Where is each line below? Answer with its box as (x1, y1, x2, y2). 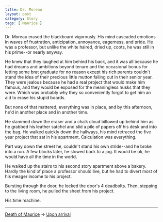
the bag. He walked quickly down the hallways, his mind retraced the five (5, 129, 151, 135)
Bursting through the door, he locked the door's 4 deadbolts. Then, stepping (5, 183, 158, 189)
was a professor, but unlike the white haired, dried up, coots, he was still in (5, 44, 154, 50)
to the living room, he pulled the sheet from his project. (5, 188, 115, 194)
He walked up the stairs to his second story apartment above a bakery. (5, 163, 147, 169)
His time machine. (5, 197, 41, 204)
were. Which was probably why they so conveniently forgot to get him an (5, 90, 151, 95)
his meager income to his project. (5, 174, 72, 179)
